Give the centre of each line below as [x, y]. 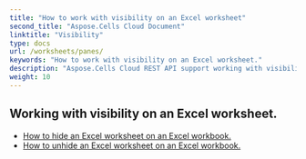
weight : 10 [30, 77]
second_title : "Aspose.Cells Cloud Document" [97, 26]
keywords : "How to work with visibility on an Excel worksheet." [136, 60]
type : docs [30, 43]
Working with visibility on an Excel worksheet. [143, 114]
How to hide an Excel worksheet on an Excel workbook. [127, 135]
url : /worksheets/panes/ [56, 52]
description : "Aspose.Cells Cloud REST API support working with [136, 69]
